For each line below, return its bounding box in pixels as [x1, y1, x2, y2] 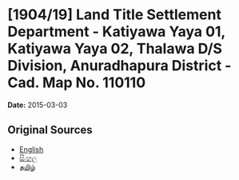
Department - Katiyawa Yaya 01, [7, 22, 225, 41]
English [18, 144, 44, 154]
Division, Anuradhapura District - [7, 57, 232, 75]
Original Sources [7, 123, 93, 137]
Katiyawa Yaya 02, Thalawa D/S [7, 40, 223, 58]
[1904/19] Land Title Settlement [7, 6, 221, 24]
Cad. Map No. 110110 [7, 74, 146, 92]
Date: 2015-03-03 [7, 100, 68, 110]
